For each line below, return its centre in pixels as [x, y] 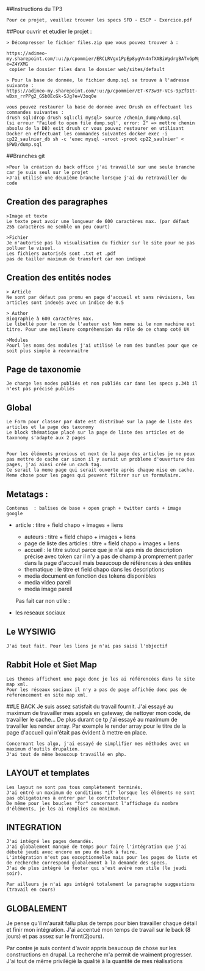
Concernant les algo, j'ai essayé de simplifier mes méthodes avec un [98, 744]
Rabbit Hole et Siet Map [52, 665]
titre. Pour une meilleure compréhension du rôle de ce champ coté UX [98, 329]
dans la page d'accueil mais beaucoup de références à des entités [108, 563]
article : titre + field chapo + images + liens [69, 525]
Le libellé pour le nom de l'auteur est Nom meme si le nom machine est [101, 324]
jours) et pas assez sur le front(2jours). [55, 936]
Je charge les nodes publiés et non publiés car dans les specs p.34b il [102, 383]
